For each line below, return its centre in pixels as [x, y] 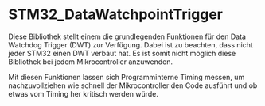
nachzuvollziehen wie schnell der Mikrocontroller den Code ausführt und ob [133, 85]
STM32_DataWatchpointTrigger [116, 15]
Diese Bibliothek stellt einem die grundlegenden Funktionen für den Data [127, 36]
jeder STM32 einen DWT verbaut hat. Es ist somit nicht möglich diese [122, 53]
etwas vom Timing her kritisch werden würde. [84, 93]
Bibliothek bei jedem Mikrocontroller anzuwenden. [91, 62]
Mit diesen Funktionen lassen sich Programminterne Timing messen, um [127, 77]
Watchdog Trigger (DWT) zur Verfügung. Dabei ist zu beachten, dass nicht [131, 44]
